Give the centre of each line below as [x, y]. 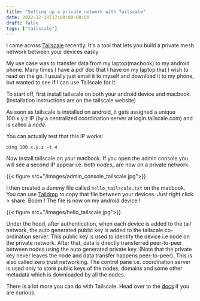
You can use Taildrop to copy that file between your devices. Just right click [100, 194]
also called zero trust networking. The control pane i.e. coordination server [99, 262]
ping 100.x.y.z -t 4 [32, 147]
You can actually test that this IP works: [55, 136]
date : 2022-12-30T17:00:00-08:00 [48, 17]
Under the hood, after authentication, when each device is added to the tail [99, 224]
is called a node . [26, 125]
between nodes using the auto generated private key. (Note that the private [99, 250]
